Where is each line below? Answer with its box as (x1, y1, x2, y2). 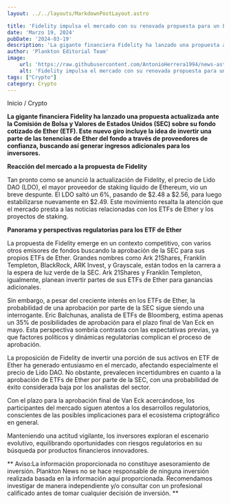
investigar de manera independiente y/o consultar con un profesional (7, 482, 203, 490)
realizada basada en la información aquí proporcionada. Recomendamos (7, 474, 213, 483)
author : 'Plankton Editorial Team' (7, 48, 109, 55)
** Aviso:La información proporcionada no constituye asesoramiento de (7, 460, 210, 468)
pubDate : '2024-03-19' (7, 35, 72, 42)
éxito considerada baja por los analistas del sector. (7, 383, 151, 392)
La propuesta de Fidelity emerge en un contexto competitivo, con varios (7, 239, 212, 248)
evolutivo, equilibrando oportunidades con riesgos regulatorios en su (7, 439, 203, 447)
